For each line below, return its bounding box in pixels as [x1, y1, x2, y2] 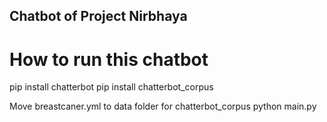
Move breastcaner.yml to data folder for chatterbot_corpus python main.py [9, 100, 317, 113]
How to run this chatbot [9, 48, 209, 71]
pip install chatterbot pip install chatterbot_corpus [9, 81, 214, 93]
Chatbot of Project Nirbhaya [9, 8, 188, 25]
